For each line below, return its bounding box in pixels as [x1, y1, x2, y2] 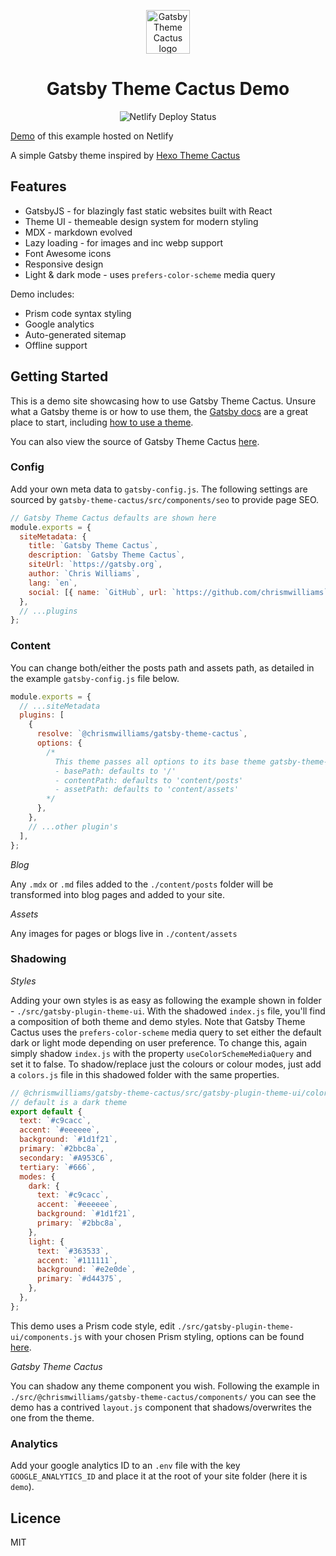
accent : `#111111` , [36, 1255, 118, 1265]
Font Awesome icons [24, 247, 112, 259]
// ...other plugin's [28, 821, 118, 832]
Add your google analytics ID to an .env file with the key [10, 1460, 241, 1472]
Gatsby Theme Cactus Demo [46, 78, 290, 100]
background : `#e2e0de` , [36, 1265, 137, 1275]
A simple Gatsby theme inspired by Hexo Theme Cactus [10, 149, 241, 161]
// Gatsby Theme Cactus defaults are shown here [10, 513, 217, 523]
